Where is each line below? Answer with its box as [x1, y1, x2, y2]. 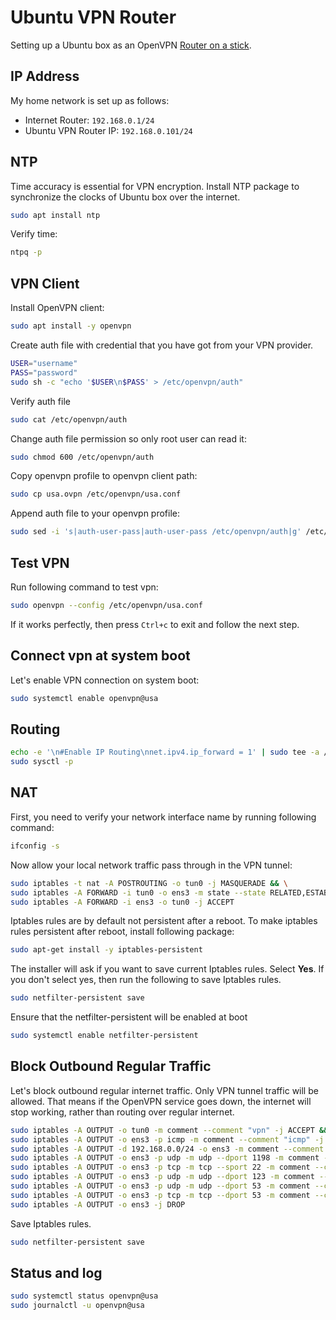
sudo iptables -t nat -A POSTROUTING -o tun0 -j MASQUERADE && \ [10, 878, 288, 888]
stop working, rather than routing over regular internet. [10, 1106, 235, 1118]
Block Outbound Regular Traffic [10, 1058, 212, 1075]
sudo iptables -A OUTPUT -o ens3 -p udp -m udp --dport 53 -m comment [10, 1181, 311, 1191]
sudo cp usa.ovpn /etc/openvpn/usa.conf [10, 489, 182, 500]
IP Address [10, 68, 80, 85]
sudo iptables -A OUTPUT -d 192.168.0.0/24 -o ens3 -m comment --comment [10, 1144, 325, 1154]
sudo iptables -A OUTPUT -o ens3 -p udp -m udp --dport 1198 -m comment [10, 1153, 320, 1163]
